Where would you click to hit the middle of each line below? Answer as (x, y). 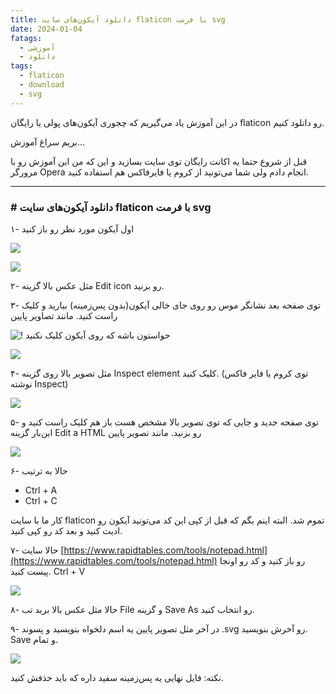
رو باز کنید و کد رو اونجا (262, 560)
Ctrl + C (41, 500)
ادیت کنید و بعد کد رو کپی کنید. (66, 530)
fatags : (26, 38)
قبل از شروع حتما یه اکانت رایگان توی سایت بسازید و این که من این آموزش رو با (159, 161)
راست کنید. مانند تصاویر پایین (64, 315)
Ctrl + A (41, 490)
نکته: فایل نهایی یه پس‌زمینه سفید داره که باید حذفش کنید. (117, 677)
